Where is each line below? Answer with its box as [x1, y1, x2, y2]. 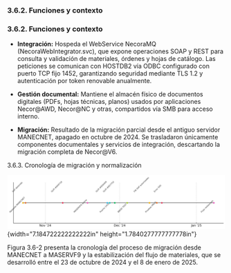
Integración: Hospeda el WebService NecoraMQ [17, 40, 157, 49]
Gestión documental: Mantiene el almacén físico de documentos [17, 90, 203, 98]
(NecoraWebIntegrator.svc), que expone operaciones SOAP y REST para [17, 47, 223, 55]
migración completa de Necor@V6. [17, 148, 118, 156]
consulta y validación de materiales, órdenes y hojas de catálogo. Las [17, 55, 216, 63]
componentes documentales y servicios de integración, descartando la [17, 141, 220, 149]
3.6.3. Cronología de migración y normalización [7, 161, 142, 170]
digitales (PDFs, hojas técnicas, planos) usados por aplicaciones [17, 98, 201, 106]
